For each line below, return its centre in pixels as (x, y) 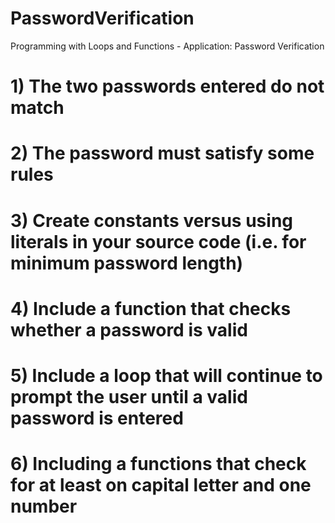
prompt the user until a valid (129, 396)
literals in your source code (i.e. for (158, 241)
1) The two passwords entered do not (167, 86)
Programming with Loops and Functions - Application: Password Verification (167, 46)
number (44, 506)
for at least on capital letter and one (161, 485)
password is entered (97, 418)
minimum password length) (127, 263)
